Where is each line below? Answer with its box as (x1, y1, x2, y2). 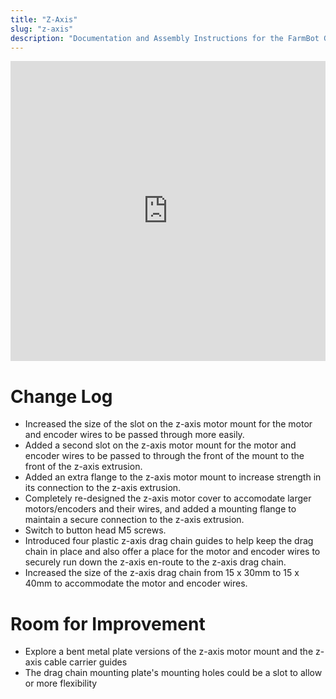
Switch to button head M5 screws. (24, 524, 167, 536)
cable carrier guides (44, 656, 128, 668)
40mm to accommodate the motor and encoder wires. (24, 577, 248, 590)
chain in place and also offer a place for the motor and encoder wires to (24, 546, 321, 558)
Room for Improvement (10, 612, 206, 635)
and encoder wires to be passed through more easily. (24, 429, 245, 441)
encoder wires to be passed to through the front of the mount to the (24, 450, 305, 462)
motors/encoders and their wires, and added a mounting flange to (24, 503, 297, 515)
